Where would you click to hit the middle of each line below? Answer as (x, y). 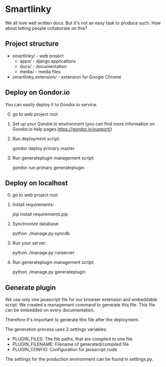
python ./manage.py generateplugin (49, 272)
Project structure (32, 44)
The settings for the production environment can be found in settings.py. (79, 359)
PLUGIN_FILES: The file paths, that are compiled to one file (72, 339)
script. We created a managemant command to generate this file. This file (80, 305)
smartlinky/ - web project (38, 56)
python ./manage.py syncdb (41, 233)
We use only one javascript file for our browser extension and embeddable (81, 299)
